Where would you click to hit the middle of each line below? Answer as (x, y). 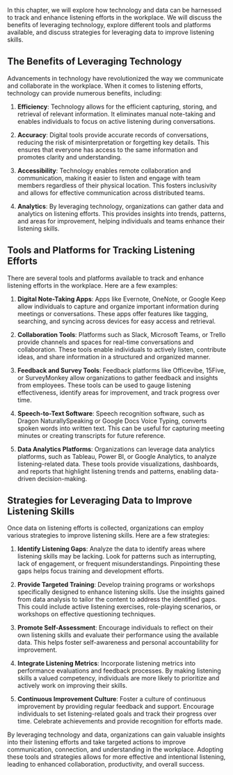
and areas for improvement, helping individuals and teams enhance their (121, 221)
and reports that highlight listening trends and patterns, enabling (110, 471)
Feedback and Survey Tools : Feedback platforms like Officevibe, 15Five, (121, 370)
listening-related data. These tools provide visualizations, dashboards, (118, 464)
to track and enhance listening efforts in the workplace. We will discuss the (115, 17)
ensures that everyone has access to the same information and (107, 150)
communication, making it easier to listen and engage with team (109, 178)
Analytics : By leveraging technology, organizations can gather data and (120, 206)
